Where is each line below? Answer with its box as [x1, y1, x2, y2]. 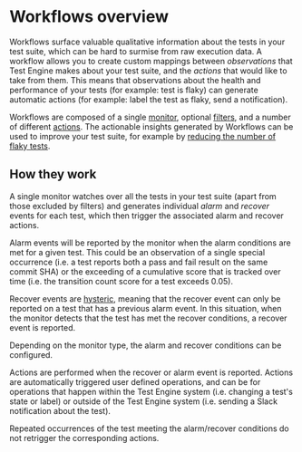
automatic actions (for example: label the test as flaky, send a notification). [9, 93, 288, 105]
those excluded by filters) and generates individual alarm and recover [9, 200, 270, 211]
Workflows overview [9, 6, 170, 27]
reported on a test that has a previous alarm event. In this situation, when [9, 303, 283, 313]
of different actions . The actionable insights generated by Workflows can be [9, 120, 294, 132]
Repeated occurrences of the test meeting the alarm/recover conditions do [9, 423, 289, 434]
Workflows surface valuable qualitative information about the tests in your [9, 36, 286, 47]
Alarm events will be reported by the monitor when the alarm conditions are [9, 237, 292, 248]
